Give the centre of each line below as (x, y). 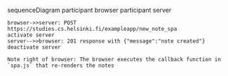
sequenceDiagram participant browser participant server (89, 10)
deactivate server (34, 47)
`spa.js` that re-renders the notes (61, 66)
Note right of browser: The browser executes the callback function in (114, 59)
